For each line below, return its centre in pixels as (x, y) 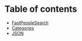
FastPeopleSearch (30, 23)
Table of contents (41, 9)
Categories (23, 28)
